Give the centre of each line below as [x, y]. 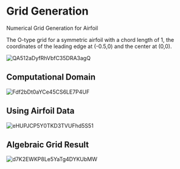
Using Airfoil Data [40, 111]
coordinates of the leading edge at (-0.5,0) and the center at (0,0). [89, 46]
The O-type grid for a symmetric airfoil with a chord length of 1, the [90, 40]
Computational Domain [51, 77]
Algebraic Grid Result [48, 144]
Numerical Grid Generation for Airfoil [52, 28]
